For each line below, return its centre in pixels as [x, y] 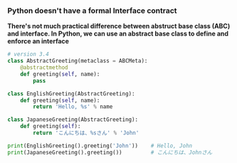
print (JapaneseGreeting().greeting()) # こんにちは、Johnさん [110, 152]
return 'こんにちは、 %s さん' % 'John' [86, 133]
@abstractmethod [44, 68]
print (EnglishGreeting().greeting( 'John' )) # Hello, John [100, 146]
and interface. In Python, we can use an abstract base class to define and [118, 33]
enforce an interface [38, 41]
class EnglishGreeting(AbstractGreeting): [71, 94]
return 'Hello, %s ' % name [73, 107]
